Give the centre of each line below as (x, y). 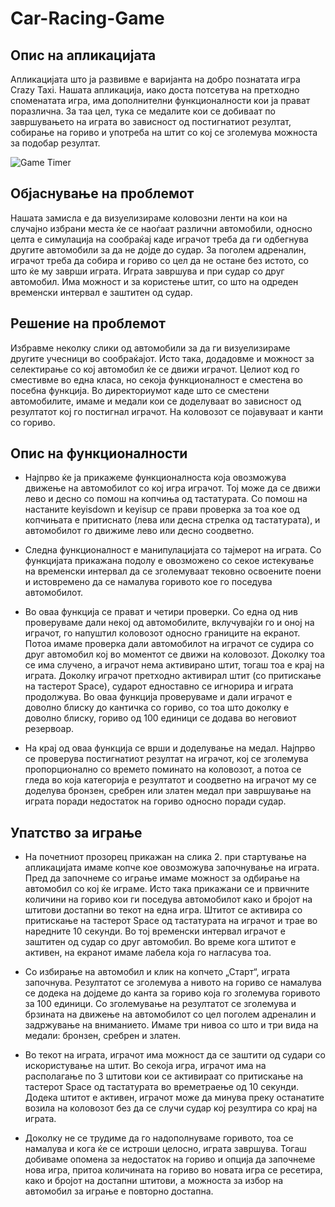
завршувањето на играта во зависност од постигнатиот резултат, (151, 121)
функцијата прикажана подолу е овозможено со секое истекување (169, 561)
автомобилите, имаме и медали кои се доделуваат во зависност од (156, 401)
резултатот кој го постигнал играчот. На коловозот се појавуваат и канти (166, 411)
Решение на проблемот (88, 323)
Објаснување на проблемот (102, 193)
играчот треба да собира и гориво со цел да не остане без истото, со (159, 260)
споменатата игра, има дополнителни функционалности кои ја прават (160, 100)
